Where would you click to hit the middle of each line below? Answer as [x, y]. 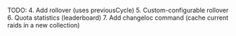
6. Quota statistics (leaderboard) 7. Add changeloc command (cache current [118, 18]
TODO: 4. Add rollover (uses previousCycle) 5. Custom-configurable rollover [118, 10]
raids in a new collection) [44, 25]
